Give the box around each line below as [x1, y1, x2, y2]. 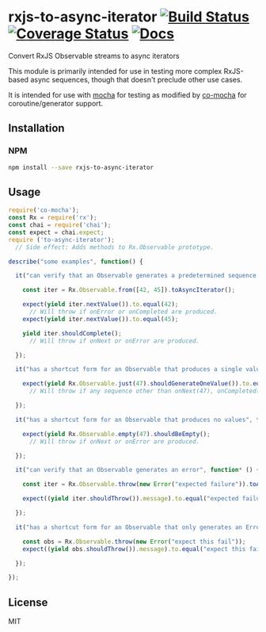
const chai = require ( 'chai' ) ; [8, 221, 112, 229]
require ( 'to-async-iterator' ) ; [8, 236, 115, 243]
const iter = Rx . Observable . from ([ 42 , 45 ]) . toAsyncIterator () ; [22, 286, 236, 294]
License [8, 596, 48, 609]
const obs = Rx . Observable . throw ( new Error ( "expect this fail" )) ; [22, 538, 246, 546]
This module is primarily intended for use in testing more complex [8, 66, 222, 75]
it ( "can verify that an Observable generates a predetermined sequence [15, 272, 257, 280]
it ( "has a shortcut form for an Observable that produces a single [15, 366, 243, 373]
